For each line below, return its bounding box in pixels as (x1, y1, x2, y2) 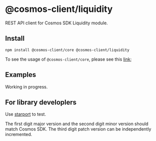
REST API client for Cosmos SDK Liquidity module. (5, 20, 108, 26)
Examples (5, 70, 36, 79)
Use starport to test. (5, 111, 46, 117)
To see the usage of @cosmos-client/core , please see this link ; (5, 56, 132, 62)
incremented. (5, 132, 32, 138)
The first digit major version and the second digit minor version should (5, 121, 149, 127)
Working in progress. (5, 83, 48, 90)
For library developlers (5, 98, 77, 106)
